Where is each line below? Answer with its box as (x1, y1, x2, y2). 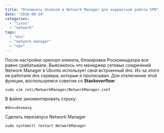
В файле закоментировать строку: (5, 96, 77, 102)
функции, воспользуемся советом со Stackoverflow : (5, 78, 116, 84)
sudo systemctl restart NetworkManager (5, 123, 87, 128)
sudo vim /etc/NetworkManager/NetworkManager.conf (5, 87, 111, 92)
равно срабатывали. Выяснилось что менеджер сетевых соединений (5, 62, 151, 68)
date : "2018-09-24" (5, 12, 45, 17)
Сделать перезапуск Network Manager (5, 113, 86, 120)
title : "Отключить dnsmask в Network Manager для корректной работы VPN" (5, 7, 159, 12)
